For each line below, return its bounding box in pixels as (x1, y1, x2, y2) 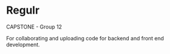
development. (6, 41, 40, 48)
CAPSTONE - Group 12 (6, 23, 62, 30)
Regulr (6, 4, 40, 17)
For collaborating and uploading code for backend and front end (6, 34, 164, 42)
